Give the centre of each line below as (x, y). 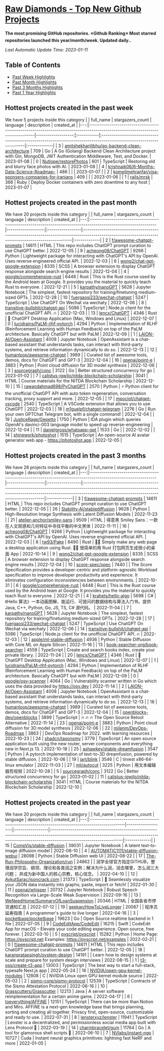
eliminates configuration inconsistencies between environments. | (71, 580)
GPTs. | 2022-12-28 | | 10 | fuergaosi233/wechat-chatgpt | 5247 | (83, 297)
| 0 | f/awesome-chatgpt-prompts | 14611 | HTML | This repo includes (74, 944)
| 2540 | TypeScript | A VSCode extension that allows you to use (86, 404)
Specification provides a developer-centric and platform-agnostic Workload (81, 570)
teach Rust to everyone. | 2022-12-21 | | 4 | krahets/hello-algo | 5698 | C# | (81, 596)
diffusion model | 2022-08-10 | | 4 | (54, 850)
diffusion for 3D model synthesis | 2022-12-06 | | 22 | (59, 728)
